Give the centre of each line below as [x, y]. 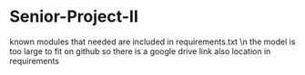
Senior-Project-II [74, 17]
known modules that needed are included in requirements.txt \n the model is [152, 42]
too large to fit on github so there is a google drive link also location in [140, 51]
